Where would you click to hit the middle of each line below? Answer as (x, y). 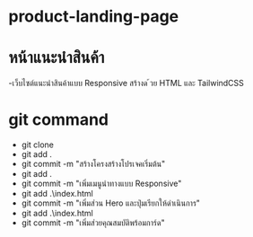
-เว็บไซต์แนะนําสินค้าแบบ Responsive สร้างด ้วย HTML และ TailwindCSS (126, 83)
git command (59, 120)
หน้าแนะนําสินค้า (57, 58)
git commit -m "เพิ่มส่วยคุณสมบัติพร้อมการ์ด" (93, 223)
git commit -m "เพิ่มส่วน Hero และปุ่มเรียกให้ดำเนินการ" (111, 203)
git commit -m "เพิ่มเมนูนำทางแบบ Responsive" (101, 184)
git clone (38, 145)
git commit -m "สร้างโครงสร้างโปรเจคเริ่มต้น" (93, 164)
